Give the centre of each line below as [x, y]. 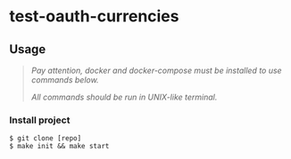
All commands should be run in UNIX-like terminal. [124, 97]
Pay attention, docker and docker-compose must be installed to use [157, 70]
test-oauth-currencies [94, 16]
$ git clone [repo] [46, 139]
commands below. [65, 80]
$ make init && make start [59, 147]
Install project [40, 120]
